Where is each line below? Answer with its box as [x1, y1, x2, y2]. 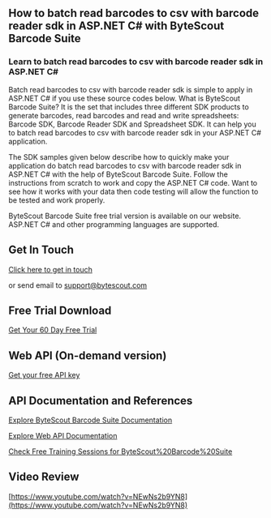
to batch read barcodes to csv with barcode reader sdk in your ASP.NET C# [8, 127, 262, 137]
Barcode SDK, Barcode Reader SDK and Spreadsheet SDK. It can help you [8, 119, 257, 129]
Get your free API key [8, 370, 80, 380]
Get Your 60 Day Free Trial [8, 325, 97, 335]
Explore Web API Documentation [8, 430, 118, 440]
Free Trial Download [8, 303, 112, 317]
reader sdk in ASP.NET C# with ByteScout [8, 19, 225, 33]
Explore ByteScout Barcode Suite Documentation [8, 415, 173, 425]
